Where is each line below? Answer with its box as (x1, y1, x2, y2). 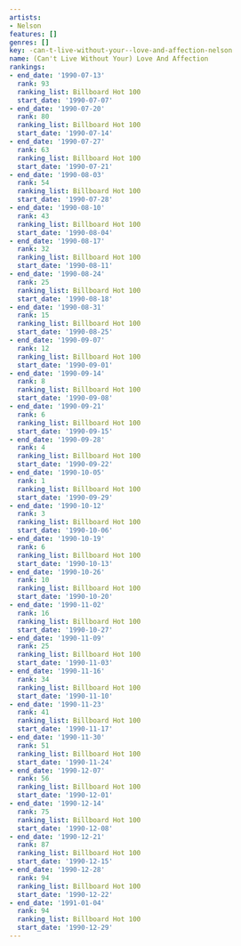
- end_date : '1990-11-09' (9, 634, 105, 643)
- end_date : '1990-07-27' (9, 137, 105, 146)
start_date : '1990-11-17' (17, 724, 114, 734)
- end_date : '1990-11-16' (9, 667, 105, 675)
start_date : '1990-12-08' (17, 824, 114, 833)
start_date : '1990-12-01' (17, 791, 114, 800)
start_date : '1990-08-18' (17, 295, 114, 303)
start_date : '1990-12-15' (17, 857, 114, 866)
